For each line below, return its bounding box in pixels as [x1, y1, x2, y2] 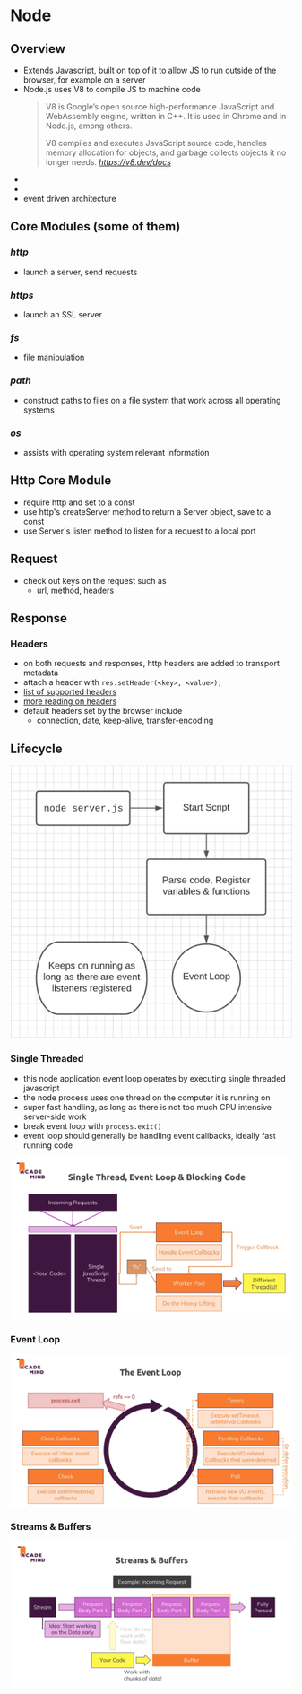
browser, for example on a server [22, 74, 146, 85]
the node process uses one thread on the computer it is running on [22, 1091, 271, 1103]
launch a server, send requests [22, 266, 138, 277]
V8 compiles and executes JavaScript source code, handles [45, 138, 267, 148]
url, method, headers [36, 585, 115, 595]
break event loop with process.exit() [22, 1120, 162, 1131]
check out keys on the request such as [22, 575, 167, 586]
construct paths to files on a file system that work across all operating [22, 395, 281, 405]
